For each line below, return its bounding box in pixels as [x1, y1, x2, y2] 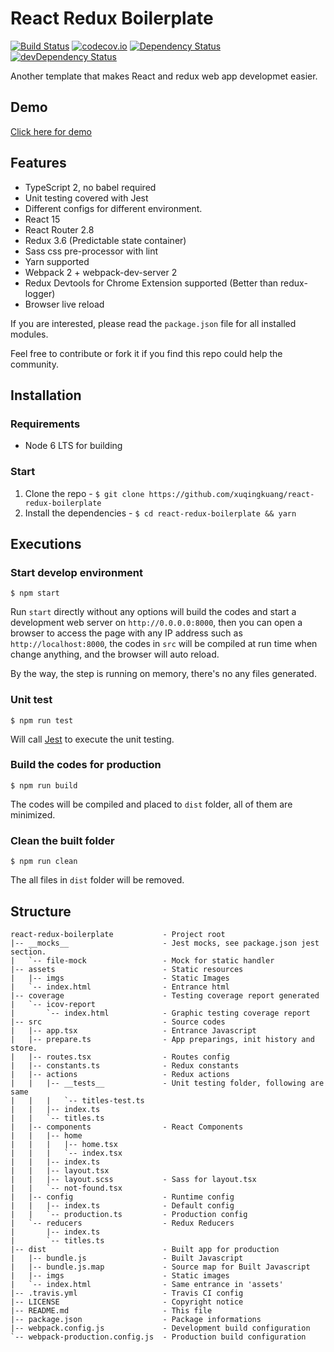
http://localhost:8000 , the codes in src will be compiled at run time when [10, 638, 318, 650]
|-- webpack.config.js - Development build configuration [10, 1323, 311, 1333]
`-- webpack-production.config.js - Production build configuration [10, 1332, 307, 1342]
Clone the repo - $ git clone [24, 487, 145, 499]
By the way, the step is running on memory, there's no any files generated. [10, 668, 317, 680]
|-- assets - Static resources [10, 964, 244, 974]
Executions [10, 535, 82, 552]
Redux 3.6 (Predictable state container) [24, 234, 187, 246]
